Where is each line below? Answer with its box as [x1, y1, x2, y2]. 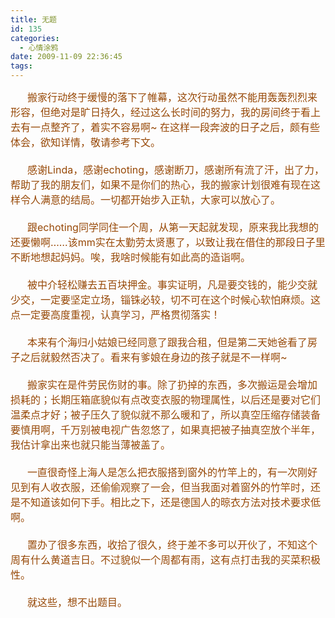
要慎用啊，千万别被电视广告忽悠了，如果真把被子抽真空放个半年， [10, 423, 322, 436]
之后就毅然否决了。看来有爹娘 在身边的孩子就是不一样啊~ [20, 351, 288, 364]
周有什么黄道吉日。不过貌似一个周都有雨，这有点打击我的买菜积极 [10, 553, 322, 566]
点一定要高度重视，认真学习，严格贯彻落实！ [10, 308, 222, 321]
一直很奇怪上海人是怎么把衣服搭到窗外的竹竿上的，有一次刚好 [27, 466, 318, 479]
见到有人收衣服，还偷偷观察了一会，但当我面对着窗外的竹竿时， [10, 481, 312, 494]
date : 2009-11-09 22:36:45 [10, 52, 123, 62]
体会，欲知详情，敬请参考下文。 [10, 136, 162, 149]
